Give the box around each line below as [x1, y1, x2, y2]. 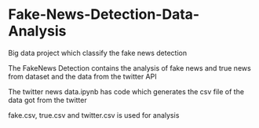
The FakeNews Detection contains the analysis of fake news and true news [8, 63, 251, 72]
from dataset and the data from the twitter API [8, 71, 157, 81]
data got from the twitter [8, 95, 88, 104]
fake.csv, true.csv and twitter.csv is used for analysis [8, 110, 180, 119]
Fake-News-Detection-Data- [8, 5, 200, 24]
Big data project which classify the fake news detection [8, 48, 187, 57]
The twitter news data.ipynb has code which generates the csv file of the [8, 86, 245, 96]
